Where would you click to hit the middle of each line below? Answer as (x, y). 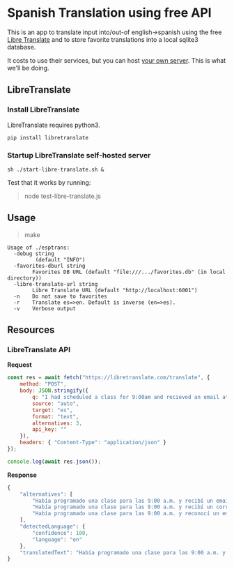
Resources (31, 330)
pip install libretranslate (48, 137)
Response (22, 475)
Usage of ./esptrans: (39, 248)
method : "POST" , (44, 384)
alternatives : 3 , (57, 423)
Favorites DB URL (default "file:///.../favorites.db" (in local (129, 272)
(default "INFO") (60, 259)
